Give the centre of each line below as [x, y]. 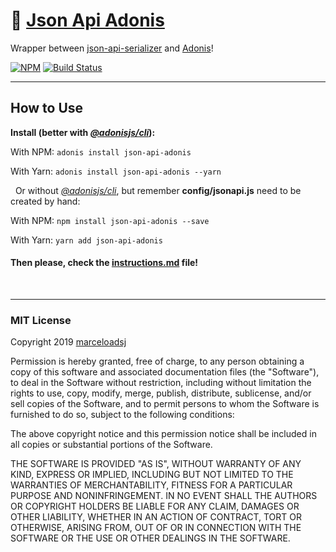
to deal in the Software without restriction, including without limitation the [161, 383]
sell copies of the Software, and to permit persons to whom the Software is [165, 404]
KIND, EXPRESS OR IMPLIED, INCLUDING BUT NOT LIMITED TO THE [152, 475]
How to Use [47, 108]
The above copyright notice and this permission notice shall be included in [163, 434]
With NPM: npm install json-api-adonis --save [110, 220]
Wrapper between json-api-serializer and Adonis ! [112, 48]
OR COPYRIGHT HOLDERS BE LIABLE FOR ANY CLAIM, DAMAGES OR [155, 506]
